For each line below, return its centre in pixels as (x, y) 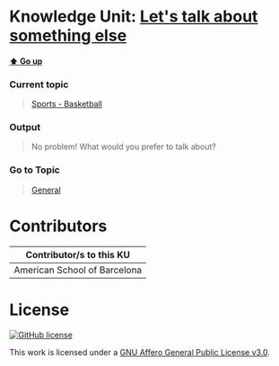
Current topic (39, 85)
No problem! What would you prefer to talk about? (124, 147)
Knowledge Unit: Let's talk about (134, 17)
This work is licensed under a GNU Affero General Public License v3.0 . (140, 352)
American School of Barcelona (78, 270)
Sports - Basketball (67, 104)
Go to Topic (35, 170)
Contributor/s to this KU (78, 254)
